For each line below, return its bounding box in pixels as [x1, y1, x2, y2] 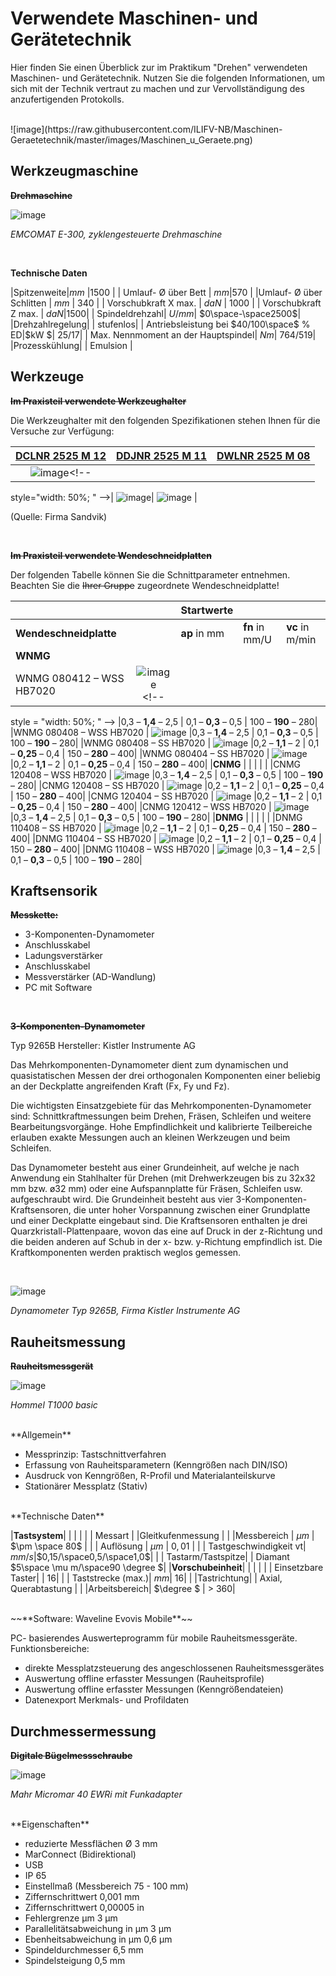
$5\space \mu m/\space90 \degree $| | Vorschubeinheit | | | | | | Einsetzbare [10, 1562, 324, 1574]
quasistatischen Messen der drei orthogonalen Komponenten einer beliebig [10, 1070, 321, 1082]
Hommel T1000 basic [10, 1399, 98, 1411]
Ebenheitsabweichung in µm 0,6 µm [24, 1933, 173, 1945]
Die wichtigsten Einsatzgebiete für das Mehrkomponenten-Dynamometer [10, 1100, 312, 1112]
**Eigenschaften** [10, 1818, 90, 1830]
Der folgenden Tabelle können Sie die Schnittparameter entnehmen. [10, 568, 291, 581]
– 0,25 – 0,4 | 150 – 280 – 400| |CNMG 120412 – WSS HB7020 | [10, 800, 272, 812]
